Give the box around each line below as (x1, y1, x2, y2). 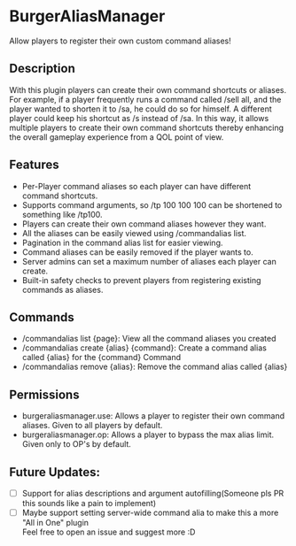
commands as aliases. (21, 284, 104, 295)
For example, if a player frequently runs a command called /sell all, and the (9, 94, 282, 104)
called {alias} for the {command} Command (21, 352, 182, 363)
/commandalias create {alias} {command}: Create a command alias (21, 342, 268, 353)
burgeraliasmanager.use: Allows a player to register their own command (21, 411, 285, 421)
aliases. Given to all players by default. (21, 420, 163, 431)
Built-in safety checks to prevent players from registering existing (21, 274, 261, 285)
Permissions (9, 387, 80, 402)
